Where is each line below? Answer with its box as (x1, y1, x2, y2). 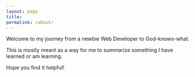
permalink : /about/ (6, 19, 54, 25)
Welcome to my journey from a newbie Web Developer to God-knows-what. (6, 36, 190, 43)
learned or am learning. (6, 53, 63, 60)
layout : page (6, 8, 38, 15)
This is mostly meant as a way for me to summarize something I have (6, 47, 173, 54)
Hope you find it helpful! (6, 64, 65, 71)
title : (6, 14, 22, 20)
